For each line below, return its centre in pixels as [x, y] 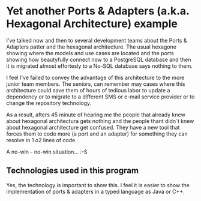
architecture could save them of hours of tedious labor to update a [88, 90]
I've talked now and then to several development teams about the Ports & [97, 40]
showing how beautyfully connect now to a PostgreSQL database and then [99, 59]
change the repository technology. [49, 103]
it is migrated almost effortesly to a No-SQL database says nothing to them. [100, 66]
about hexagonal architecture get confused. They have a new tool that [93, 127]
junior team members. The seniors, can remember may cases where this [96, 84]
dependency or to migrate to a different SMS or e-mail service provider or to [100, 97]
